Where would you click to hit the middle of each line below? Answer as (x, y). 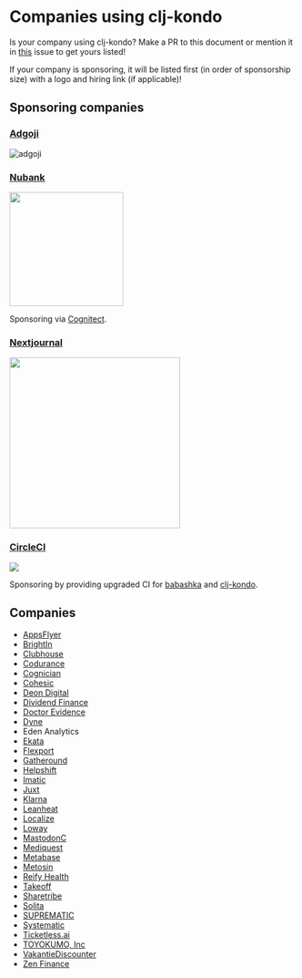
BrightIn (37, 644)
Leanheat (40, 809)
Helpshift (40, 770)
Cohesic (38, 683)
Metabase (41, 858)
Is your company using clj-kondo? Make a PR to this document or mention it (151, 42)
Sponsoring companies (77, 108)
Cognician (42, 674)
